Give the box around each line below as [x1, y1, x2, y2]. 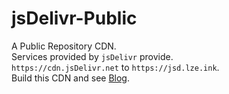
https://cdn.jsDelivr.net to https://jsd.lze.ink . [11, 61, 220, 73]
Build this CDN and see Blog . [11, 72, 130, 84]
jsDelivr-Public [11, 7, 138, 30]
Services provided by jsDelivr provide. [11, 50, 174, 62]
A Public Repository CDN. [11, 40, 117, 52]
